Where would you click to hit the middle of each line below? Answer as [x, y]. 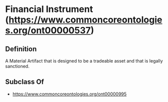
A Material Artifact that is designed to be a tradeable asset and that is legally [84, 61]
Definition [21, 49]
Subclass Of [25, 82]
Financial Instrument [49, 9]
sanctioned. [17, 66]
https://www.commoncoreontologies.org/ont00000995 [69, 94]
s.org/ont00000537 [48, 30]
